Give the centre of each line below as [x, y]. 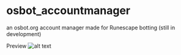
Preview [17, 46]
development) [24, 34]
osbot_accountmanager [68, 11]
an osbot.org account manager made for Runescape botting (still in [91, 28]
